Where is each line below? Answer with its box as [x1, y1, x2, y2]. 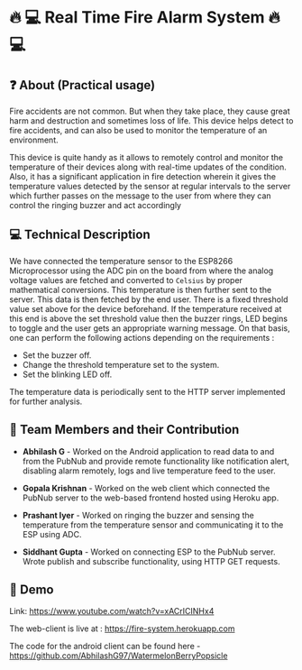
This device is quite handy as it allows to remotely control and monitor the [9, 152, 284, 162]
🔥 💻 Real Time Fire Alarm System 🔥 [9, 7, 281, 28]
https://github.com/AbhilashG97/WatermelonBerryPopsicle [9, 650, 228, 661]
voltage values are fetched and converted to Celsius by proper [9, 274, 243, 285]
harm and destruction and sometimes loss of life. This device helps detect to [9, 115, 294, 126]
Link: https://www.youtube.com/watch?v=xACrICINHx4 [9, 606, 215, 617]
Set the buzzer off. [22, 349, 92, 361]
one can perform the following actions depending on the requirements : [9, 332, 275, 343]
